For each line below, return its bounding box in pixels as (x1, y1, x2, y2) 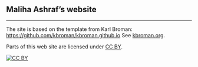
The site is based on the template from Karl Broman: (6, 26, 133, 33)
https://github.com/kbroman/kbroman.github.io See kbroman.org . (6, 31, 166, 38)
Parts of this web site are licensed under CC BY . (6, 43, 123, 50)
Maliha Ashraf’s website (6, 5, 97, 15)
